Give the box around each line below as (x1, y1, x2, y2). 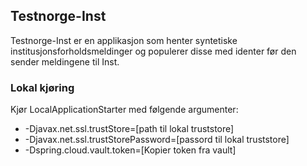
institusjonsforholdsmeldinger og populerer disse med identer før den (10, 45, 297, 57)
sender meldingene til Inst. (10, 55, 120, 68)
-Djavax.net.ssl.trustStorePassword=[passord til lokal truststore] (24, 134, 290, 146)
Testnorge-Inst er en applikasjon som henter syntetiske (10, 34, 238, 46)
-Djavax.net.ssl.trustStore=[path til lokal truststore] (24, 123, 235, 135)
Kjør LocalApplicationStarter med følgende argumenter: (10, 104, 239, 116)
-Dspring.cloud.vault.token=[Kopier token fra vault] (24, 144, 237, 156)
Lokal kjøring (10, 80, 75, 94)
